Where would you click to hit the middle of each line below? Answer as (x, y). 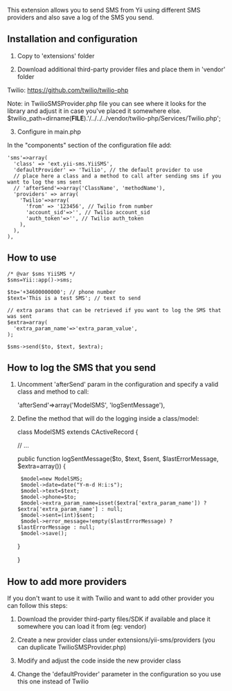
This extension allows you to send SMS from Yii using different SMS (104, 10)
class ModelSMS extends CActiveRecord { (78, 432)
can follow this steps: (37, 606)
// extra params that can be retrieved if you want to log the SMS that (114, 310)
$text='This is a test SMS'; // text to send (74, 298)
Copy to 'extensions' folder (56, 55)
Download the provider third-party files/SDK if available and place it (114, 619)
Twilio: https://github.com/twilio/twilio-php (68, 90)
